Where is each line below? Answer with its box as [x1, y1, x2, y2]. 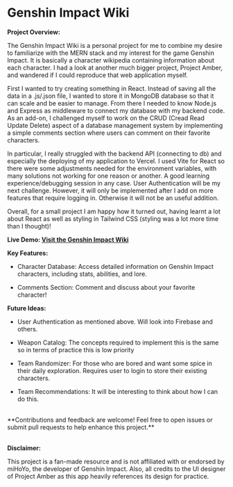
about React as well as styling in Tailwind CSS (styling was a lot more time [7, 214, 219, 223]
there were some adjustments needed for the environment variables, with [7, 164, 217, 172]
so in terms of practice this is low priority [17, 345, 135, 354]
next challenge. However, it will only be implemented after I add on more [7, 186, 214, 195]
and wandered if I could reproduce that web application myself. [7, 71, 189, 79]
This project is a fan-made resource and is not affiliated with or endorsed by [7, 457, 225, 465]
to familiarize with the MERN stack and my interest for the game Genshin [7, 49, 215, 57]
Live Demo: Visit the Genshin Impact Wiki [7, 235, 129, 244]
